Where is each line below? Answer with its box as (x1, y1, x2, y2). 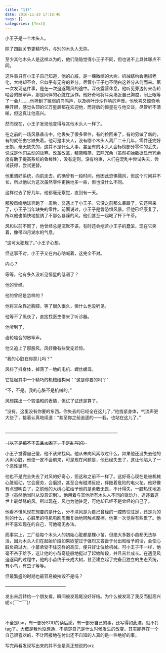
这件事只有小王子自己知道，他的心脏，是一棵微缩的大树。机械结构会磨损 (5, 73, 152, 79)
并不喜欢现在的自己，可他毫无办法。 (5, 521, 79, 527)
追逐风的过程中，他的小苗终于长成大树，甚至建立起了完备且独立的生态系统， (5, 556, 161, 563)
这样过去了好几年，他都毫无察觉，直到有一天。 (5, 189, 100, 196)
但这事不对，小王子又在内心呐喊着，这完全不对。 (5, 250, 105, 256)
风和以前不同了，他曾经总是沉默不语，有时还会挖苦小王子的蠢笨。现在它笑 (5, 223, 157, 229)
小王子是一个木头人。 (5, 35, 48, 41)
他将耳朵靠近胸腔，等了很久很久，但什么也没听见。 (5, 303, 109, 309)
